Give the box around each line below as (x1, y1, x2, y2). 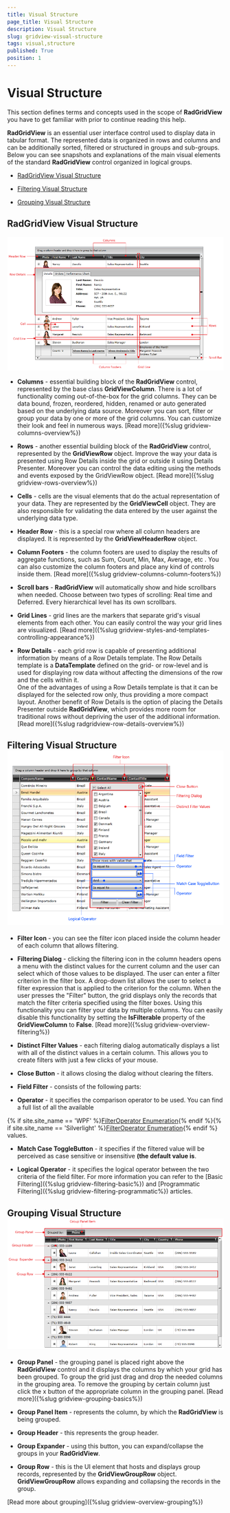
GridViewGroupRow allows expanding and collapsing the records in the (16, 1477, 221, 1485)
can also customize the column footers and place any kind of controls (16, 562, 215, 571)
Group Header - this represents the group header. (16, 1429, 159, 1437)
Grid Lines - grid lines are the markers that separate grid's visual (16, 611, 200, 619)
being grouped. (16, 1415, 61, 1423)
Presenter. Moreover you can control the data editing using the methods (16, 463, 221, 472)
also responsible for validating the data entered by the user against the (16, 506, 218, 514)
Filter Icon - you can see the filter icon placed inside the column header (16, 934, 221, 943)
